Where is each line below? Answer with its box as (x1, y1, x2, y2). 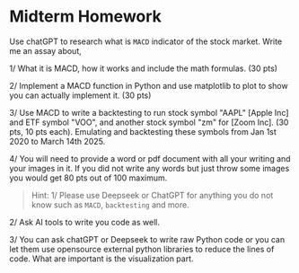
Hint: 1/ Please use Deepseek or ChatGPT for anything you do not (31, 189, 274, 200)
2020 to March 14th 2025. (9, 136, 106, 146)
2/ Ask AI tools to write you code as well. (9, 216, 160, 227)
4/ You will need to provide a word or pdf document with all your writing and (9, 153, 291, 163)
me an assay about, (9, 45, 83, 56)
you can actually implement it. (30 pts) (9, 90, 152, 101)
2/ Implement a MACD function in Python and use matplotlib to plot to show (9, 80, 289, 91)
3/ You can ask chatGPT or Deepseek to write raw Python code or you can (9, 233, 286, 244)
